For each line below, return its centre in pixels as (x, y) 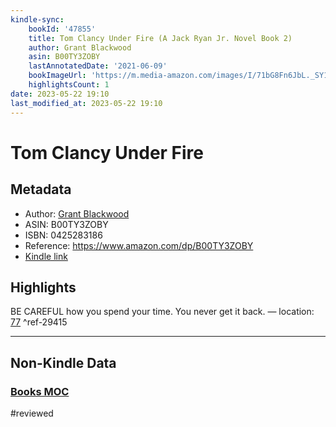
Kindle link (46, 256)
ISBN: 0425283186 (63, 235)
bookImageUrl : (57, 76)
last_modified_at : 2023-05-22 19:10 (86, 103)
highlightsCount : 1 (69, 85)
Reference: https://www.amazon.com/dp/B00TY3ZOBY (139, 245)
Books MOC (40, 391)
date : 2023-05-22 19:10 (60, 94)
